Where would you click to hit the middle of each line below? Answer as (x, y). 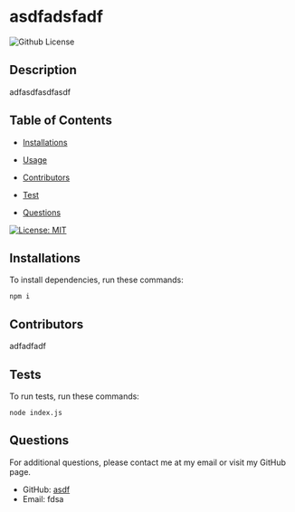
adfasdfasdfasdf (40, 91)
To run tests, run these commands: (75, 396)
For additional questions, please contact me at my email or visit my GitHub (148, 462)
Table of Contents (61, 121)
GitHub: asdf (46, 489)
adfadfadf (28, 346)
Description (43, 70)
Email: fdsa (43, 498)
